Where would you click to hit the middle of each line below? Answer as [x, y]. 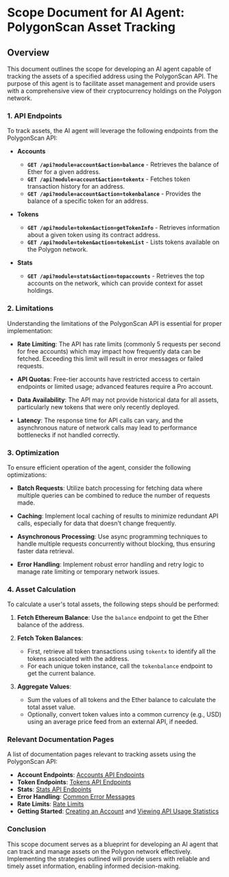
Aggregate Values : [44, 686]
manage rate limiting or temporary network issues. [88, 571]
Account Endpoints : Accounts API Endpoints [81, 775]
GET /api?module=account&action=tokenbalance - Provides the [114, 194]
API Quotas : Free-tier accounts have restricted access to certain [108, 379]
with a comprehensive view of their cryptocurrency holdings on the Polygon [114, 91]
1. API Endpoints [35, 116]
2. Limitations [30, 309]
